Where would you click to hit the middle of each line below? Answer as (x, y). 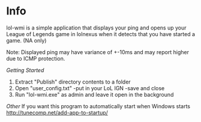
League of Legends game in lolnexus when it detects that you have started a (101, 34)
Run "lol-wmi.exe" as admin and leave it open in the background (94, 94)
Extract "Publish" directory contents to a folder (73, 82)
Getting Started (25, 70)
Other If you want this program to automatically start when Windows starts (98, 106)
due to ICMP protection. (36, 58)
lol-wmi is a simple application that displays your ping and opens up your (96, 28)
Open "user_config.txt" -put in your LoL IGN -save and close (90, 88)
